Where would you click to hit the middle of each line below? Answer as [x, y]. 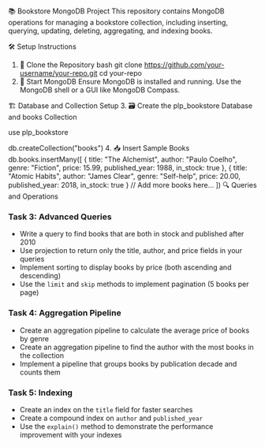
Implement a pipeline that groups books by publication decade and [128, 363]
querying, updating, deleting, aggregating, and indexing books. [110, 31]
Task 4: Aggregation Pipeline [65, 313]
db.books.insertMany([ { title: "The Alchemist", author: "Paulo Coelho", [123, 159]
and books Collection [43, 117]
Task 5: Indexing [41, 393]
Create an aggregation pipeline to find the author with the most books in [136, 347]
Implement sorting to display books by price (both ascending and [125, 267]
